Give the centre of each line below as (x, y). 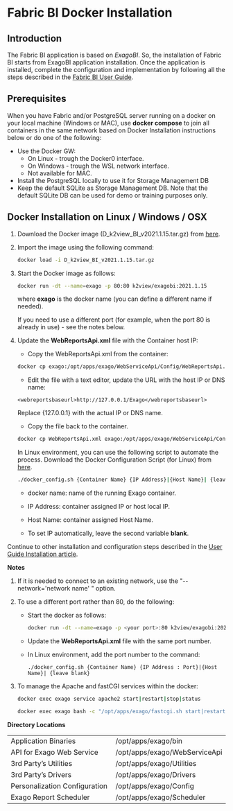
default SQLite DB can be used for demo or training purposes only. (112, 195)
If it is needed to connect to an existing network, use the (98, 581)
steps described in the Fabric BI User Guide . (70, 77)
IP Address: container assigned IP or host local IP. (98, 506)
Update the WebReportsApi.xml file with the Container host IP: (108, 340)
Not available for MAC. (60, 173)
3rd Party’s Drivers (41, 774)
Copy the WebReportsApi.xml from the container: (98, 354)
